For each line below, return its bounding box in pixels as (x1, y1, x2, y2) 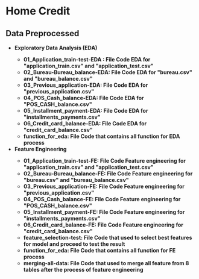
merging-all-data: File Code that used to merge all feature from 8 (23, 260, 189, 266)
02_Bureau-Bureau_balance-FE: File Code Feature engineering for (23, 170, 193, 177)
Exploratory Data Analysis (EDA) (14, 44, 98, 51)
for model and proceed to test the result (23, 240, 125, 248)
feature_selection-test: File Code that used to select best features (23, 234, 192, 241)
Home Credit (5, 4, 71, 18)
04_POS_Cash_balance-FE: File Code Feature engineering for (23, 196, 181, 202)
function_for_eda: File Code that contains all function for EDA (23, 133, 180, 140)
